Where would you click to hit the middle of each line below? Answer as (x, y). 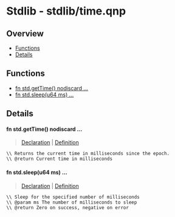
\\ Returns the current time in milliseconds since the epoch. (88, 154)
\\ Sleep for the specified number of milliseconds (73, 197)
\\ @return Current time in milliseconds (60, 159)
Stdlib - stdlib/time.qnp (66, 11)
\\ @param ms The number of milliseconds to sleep (72, 202)
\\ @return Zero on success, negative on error (68, 207)
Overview (25, 34)
